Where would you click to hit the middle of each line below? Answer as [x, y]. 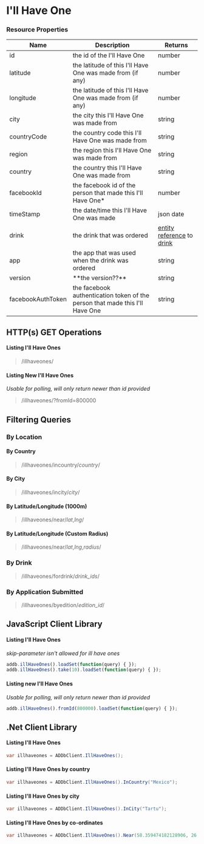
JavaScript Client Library [54, 624]
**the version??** [100, 278]
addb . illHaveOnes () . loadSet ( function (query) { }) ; [72, 664]
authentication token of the [111, 295]
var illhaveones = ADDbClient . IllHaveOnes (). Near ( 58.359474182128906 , [97, 835]
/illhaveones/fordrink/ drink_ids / [60, 576]
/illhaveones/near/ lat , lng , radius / [61, 547]
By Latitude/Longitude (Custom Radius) [57, 534]
